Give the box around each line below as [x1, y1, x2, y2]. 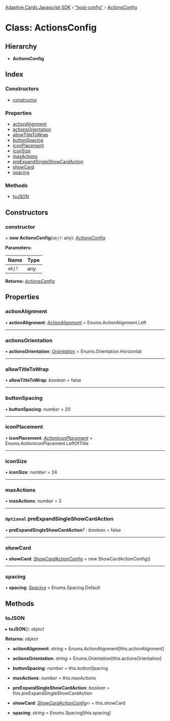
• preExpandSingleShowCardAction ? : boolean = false [5, 527, 121, 533]
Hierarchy [5, 42, 37, 51]
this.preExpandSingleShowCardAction [12, 690, 93, 696]
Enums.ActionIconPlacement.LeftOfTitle [5, 440, 89, 446]
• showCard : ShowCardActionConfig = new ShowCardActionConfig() [5, 556, 151, 562]
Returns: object [5, 636, 38, 642]
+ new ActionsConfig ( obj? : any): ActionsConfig [5, 235, 106, 241]
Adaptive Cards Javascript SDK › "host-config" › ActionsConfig [5, 5, 138, 10]
